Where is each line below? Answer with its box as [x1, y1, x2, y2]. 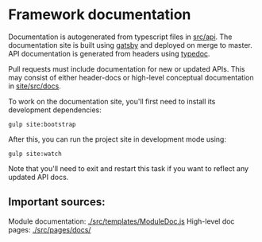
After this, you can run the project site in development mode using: [8, 134, 226, 144]
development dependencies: [8, 105, 102, 115]
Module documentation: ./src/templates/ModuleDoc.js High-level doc [8, 217, 235, 226]
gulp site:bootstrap [8, 120, 77, 128]
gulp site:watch [8, 150, 62, 158]
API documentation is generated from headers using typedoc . [8, 49, 210, 58]
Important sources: [8, 195, 106, 209]
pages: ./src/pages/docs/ [8, 224, 91, 234]
